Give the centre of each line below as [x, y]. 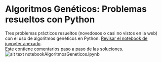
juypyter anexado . [23, 43]
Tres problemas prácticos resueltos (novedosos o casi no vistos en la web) [81, 33]
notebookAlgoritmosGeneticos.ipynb [62, 54]
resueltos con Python [50, 19]
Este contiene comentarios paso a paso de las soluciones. [64, 49]
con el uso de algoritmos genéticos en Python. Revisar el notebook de [77, 38]
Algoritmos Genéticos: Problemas [76, 9]
